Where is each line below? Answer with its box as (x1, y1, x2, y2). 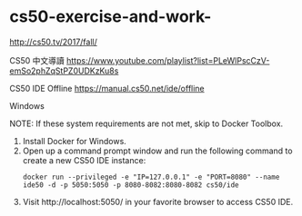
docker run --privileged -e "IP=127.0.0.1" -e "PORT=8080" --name (22, 172, 280, 182)
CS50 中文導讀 (9, 54, 65, 65)
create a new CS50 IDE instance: (22, 154, 146, 165)
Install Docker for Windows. (22, 135, 127, 146)
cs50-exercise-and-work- (9, 6, 212, 27)
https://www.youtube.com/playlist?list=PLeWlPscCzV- (66, 54, 270, 65)
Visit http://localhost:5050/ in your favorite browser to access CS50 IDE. (22, 196, 294, 207)
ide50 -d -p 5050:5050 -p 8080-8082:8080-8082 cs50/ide (22, 180, 239, 190)
